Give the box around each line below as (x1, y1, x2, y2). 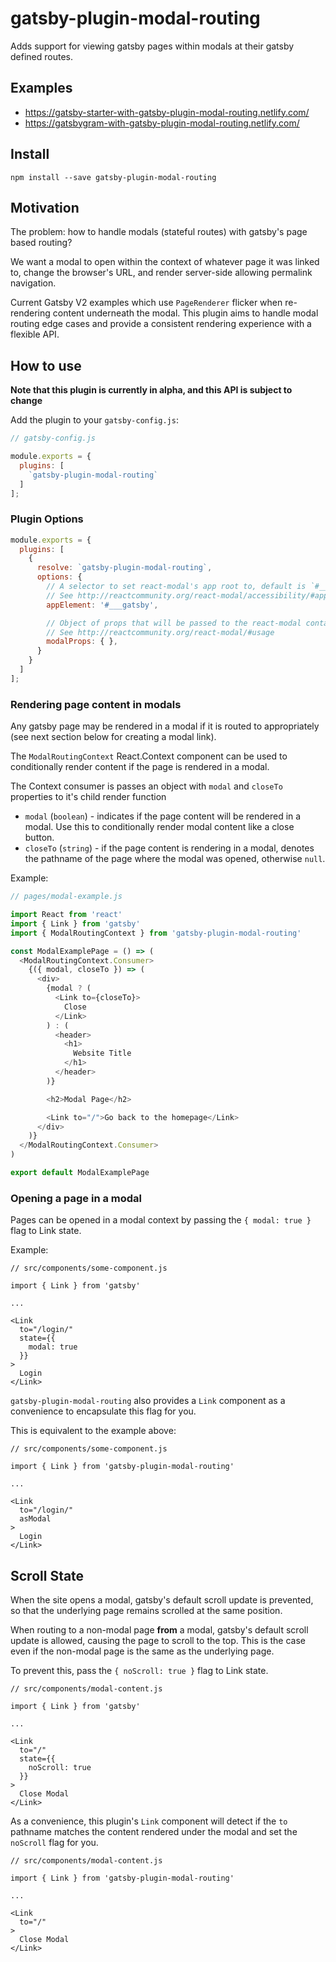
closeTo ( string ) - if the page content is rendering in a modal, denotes (24, 842, 315, 854)
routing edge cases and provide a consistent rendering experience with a (10, 318, 312, 330)
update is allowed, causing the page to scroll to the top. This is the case (10, 1635, 306, 1647)
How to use (10, 357, 82, 374)
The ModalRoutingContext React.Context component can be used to (10, 750, 288, 762)
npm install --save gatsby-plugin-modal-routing (10, 172, 217, 182)
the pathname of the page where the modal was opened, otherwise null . (24, 853, 326, 865)
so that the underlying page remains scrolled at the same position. (10, 1605, 283, 1617)
